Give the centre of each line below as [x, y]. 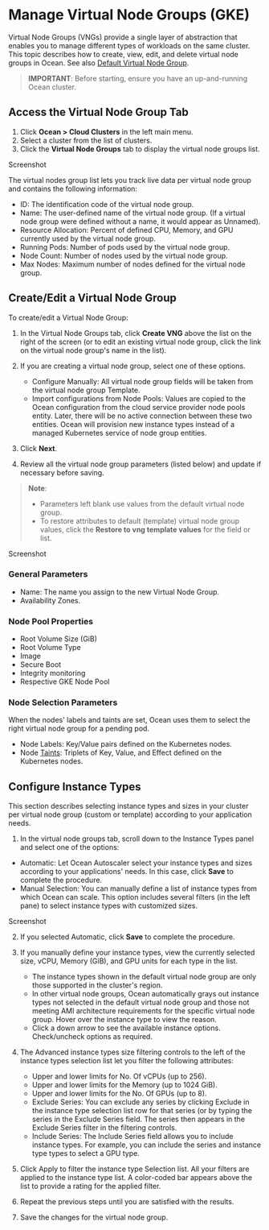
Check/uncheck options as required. [92, 1037]
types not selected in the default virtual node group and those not [141, 1002]
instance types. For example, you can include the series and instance [147, 1145]
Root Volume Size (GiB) [59, 639]
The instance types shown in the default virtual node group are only [144, 977]
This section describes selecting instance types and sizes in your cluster [128, 806]
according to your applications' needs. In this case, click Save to [127, 872]
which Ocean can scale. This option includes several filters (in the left [135, 897]
